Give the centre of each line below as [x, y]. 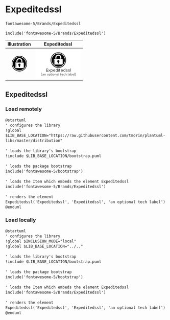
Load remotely [24, 109]
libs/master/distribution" [34, 141]
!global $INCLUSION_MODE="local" [41, 241]
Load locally [21, 220]
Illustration [19, 44]
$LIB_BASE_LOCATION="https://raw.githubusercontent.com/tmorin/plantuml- [86, 135]
